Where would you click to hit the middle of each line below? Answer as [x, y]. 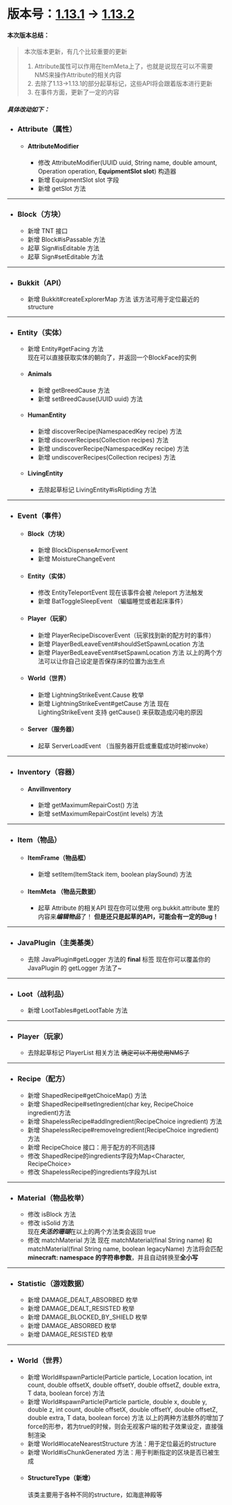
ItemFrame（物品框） [58, 857]
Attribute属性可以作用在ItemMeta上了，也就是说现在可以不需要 [124, 66]
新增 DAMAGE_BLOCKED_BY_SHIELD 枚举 [87, 1317]
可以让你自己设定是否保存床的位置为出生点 [105, 661]
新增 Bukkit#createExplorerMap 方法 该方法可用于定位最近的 [114, 299]
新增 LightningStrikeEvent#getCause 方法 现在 [104, 703]
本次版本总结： [28, 35]
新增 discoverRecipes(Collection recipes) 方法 [103, 440]
